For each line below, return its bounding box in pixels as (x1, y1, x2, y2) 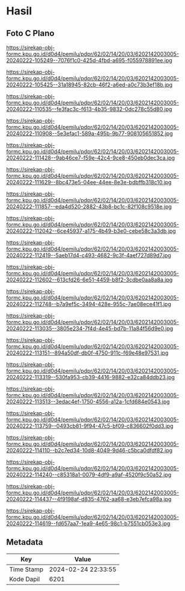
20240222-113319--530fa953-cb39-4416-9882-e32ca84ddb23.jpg (6, 374, 175, 380)
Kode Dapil (9, 575, 40, 583)
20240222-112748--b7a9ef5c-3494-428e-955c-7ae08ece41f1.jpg (6, 301, 171, 307)
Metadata (6, 537, 43, 547)
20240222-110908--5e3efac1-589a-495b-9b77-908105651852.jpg (6, 130, 173, 137)
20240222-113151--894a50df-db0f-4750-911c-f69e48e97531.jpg (6, 349, 169, 356)
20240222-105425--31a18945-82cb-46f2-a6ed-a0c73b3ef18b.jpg (6, 81, 173, 88)
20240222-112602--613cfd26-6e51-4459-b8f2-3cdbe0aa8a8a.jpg (6, 276, 173, 283)
